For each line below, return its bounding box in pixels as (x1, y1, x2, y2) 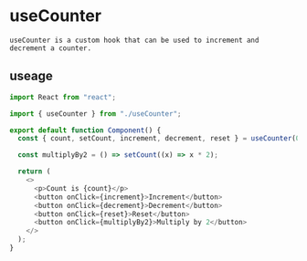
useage (9, 68, 53, 84)
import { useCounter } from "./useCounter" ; (9, 109, 182, 119)
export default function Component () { (9, 125, 162, 135)
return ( (17, 167, 51, 176)
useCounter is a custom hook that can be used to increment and (9, 36, 259, 45)
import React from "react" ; (9, 92, 117, 101)
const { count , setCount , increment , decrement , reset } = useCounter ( (17, 134, 297, 143)
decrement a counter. (9, 43, 92, 53)
